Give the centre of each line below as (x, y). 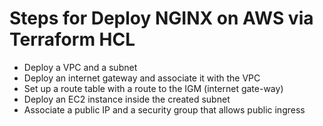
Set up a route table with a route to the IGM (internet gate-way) (153, 88)
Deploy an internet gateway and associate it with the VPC (142, 78)
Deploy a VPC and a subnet (80, 67)
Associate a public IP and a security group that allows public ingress (164, 109)
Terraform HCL (72, 39)
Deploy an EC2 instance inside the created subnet (127, 99)
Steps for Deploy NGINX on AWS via (161, 18)
